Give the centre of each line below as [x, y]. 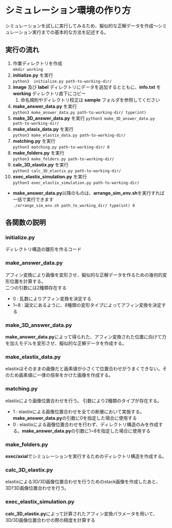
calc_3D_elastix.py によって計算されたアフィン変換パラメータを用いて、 [81, 514]
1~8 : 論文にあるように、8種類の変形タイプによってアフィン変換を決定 [87, 305]
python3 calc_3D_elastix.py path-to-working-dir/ [67, 171]
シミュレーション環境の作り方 [68, 11]
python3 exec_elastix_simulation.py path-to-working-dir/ [76, 183]
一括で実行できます [33, 199]
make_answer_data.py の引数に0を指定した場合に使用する [75, 418]
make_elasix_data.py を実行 [43, 129]
